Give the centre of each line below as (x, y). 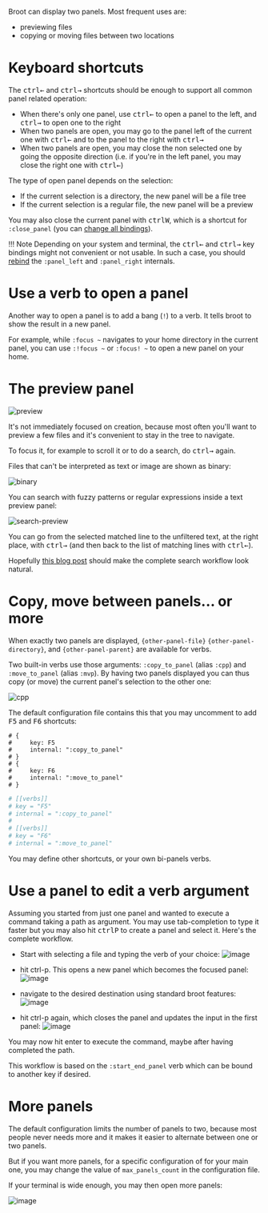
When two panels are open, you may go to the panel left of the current (136, 130)
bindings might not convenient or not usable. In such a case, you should (127, 252)
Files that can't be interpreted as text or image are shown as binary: (120, 466)
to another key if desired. (50, 1074)
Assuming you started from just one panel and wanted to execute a (119, 913)
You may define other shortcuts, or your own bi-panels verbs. (110, 859)
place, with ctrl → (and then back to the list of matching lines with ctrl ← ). (131, 545)
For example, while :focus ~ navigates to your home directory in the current (133, 339)
